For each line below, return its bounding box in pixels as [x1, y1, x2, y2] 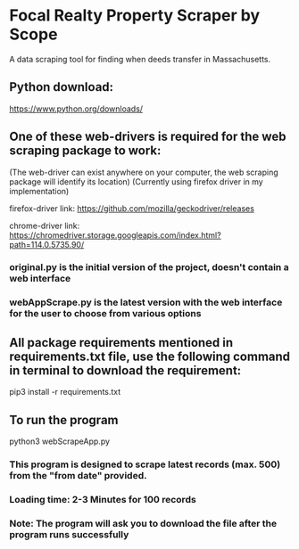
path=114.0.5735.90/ [9, 239, 85, 250]
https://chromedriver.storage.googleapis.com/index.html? [9, 229, 221, 241]
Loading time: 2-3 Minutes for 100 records [9, 493, 196, 505]
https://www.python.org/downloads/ [9, 103, 144, 114]
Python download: [9, 79, 114, 94]
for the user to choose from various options [9, 307, 202, 320]
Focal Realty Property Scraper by [9, 5, 261, 26]
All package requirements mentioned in [9, 335, 234, 350]
